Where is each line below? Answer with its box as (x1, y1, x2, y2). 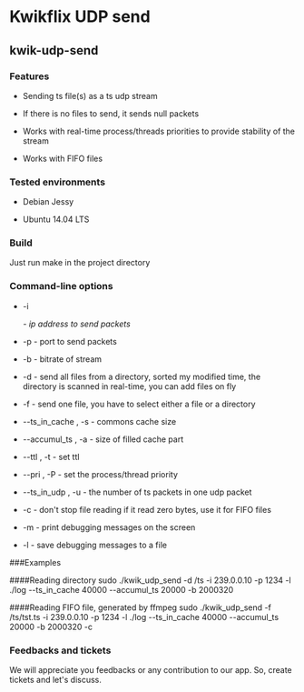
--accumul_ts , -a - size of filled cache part (22, 434, 184, 445)
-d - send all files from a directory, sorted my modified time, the (22, 371, 261, 382)
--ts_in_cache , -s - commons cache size (22, 416, 177, 426)
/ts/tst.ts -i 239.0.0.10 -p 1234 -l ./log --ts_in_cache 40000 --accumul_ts (9, 611, 279, 622)
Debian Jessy (22, 196, 74, 207)
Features (9, 70, 50, 83)
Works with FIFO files (22, 153, 103, 164)
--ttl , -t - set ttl (22, 451, 80, 462)
